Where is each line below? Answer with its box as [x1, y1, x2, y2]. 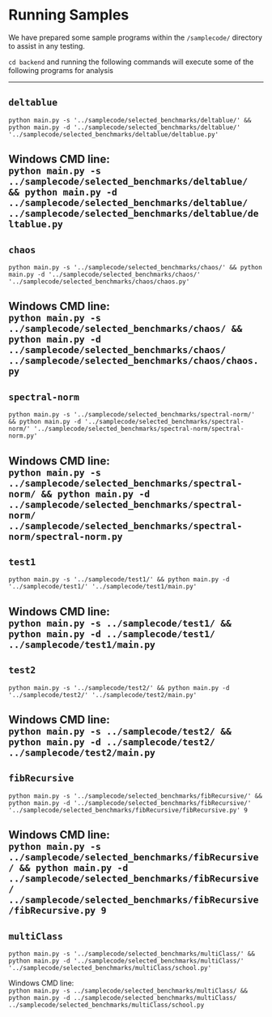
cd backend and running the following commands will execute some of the [8, 57, 254, 67]
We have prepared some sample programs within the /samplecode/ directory [8, 32, 263, 42]
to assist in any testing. [8, 41, 85, 50]
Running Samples [8, 6, 130, 24]
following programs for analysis [8, 65, 113, 75]
